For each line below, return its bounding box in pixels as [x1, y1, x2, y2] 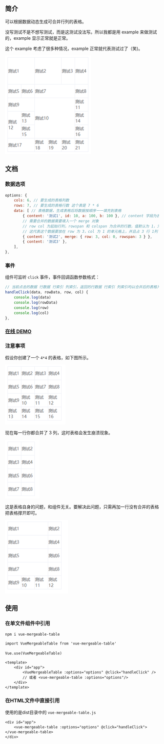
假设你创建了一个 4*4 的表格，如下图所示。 [5, 354, 91, 360]
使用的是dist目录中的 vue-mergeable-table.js [5, 709, 96, 715]
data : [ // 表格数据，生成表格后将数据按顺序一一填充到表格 [14, 208, 122, 213]
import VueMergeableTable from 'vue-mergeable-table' [5, 641, 117, 646]
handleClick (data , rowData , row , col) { [5, 290, 89, 295]
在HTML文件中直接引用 [5, 697, 60, 704]
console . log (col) [14, 310, 49, 315]
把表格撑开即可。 [5, 510, 40, 516]
